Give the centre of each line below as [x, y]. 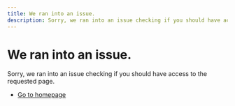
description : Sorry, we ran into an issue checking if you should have [114, 20]
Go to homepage [42, 95]
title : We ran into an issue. [51, 14]
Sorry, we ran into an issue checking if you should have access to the [107, 74]
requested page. [31, 82]
